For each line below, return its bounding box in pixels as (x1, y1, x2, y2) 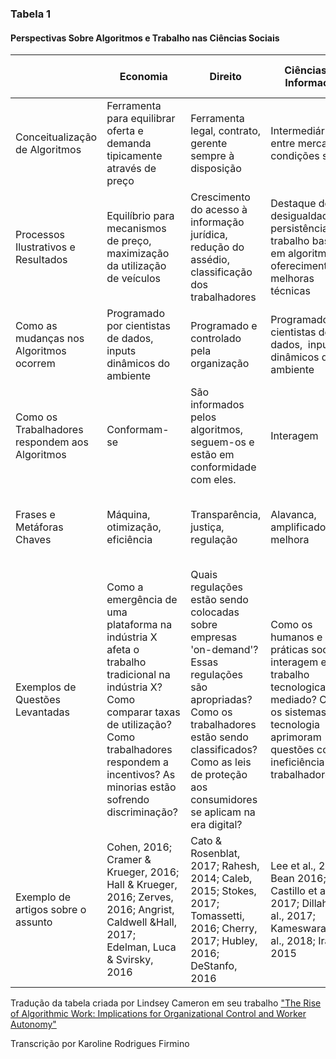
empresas (190, 630, 238, 644)
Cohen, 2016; (106, 840, 173, 854)
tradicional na (106, 668, 171, 682)
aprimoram (270, 730, 322, 744)
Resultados (15, 253, 68, 267)
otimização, (106, 520, 162, 534)
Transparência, (190, 508, 262, 522)
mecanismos (106, 222, 167, 236)
